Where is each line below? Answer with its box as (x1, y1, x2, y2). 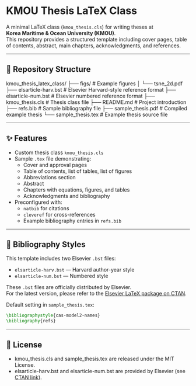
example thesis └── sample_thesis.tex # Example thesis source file (6, 111, 168, 118)
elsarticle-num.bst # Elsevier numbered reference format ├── (6, 92, 156, 99)
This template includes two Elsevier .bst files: (6, 255, 116, 262)
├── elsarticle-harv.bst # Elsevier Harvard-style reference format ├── (6, 86, 176, 93)
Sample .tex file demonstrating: (14, 155, 92, 162)
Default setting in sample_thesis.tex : (6, 301, 94, 308)
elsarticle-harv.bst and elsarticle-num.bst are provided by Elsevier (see (14, 367, 185, 374)
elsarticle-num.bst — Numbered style (14, 273, 108, 280)
